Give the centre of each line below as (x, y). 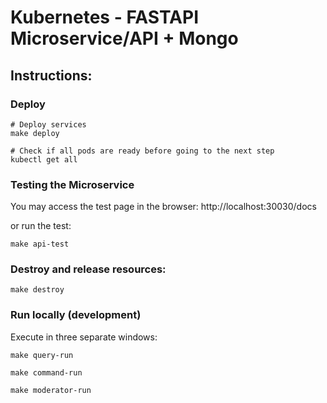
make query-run (42, 355)
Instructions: (51, 75)
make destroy (37, 290)
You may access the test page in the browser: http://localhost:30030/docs (163, 207)
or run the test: (41, 226)
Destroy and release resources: (88, 269)
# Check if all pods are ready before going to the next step (142, 151)
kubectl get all (44, 159)
